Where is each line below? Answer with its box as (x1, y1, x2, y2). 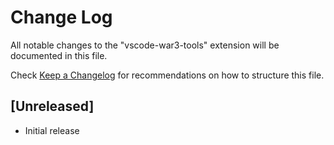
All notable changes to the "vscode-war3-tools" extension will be (10, 39, 280, 51)
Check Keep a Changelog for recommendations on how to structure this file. (10, 69, 325, 81)
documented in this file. (10, 49, 108, 61)
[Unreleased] (10, 98, 95, 115)
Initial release (24, 124, 80, 136)
